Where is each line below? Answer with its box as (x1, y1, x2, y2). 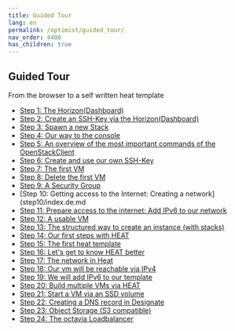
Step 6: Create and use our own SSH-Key (19, 155, 155, 165)
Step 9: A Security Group (19, 180, 101, 190)
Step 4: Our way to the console (19, 130, 120, 140)
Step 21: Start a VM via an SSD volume (19, 289, 145, 298)
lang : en (8, 19, 37, 27)
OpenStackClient (19, 147, 75, 157)
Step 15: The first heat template (19, 238, 122, 248)
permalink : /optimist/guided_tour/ (8, 26, 125, 34)
